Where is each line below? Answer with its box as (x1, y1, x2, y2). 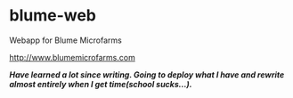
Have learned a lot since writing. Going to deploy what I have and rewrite (9, 69, 285, 80)
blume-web (9, 5, 96, 26)
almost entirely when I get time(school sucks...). (9, 78, 193, 89)
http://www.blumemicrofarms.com (9, 52, 135, 62)
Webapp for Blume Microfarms (9, 35, 122, 45)
